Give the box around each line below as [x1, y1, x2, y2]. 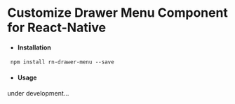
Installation [17, 43, 51, 52]
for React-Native [7, 20, 107, 36]
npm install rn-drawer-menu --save [10, 59, 114, 66]
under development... [7, 89, 69, 97]
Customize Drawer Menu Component [7, 5, 228, 21]
